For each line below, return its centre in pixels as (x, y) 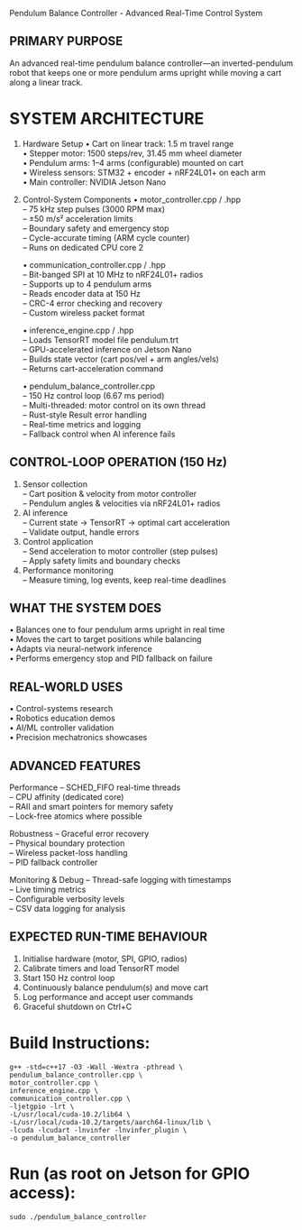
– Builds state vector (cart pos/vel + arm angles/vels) (120, 359)
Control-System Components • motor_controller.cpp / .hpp (132, 199)
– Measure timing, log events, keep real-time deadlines (124, 580)
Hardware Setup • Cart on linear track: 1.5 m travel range (128, 143)
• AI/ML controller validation (62, 728)
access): (43, 1193)
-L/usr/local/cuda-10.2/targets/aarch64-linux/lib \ (110, 1122)
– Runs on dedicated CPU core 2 (83, 247)
